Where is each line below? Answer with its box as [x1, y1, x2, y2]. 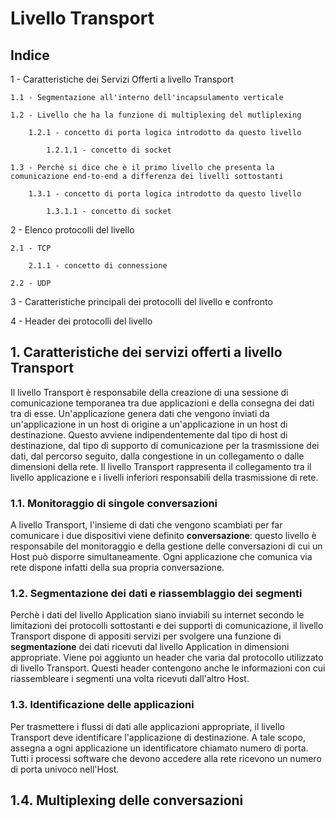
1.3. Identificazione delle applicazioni [10, 698, 195, 712]
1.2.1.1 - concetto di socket [46, 145, 172, 155]
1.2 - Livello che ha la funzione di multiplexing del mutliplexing [10, 110, 302, 120]
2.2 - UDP [10, 278, 52, 288]
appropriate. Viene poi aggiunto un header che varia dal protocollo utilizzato [10, 652, 324, 664]
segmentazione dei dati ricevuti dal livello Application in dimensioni [10, 641, 290, 653]
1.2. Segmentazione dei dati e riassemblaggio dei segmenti [10, 587, 303, 601]
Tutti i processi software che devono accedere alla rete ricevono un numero [10, 752, 322, 764]
